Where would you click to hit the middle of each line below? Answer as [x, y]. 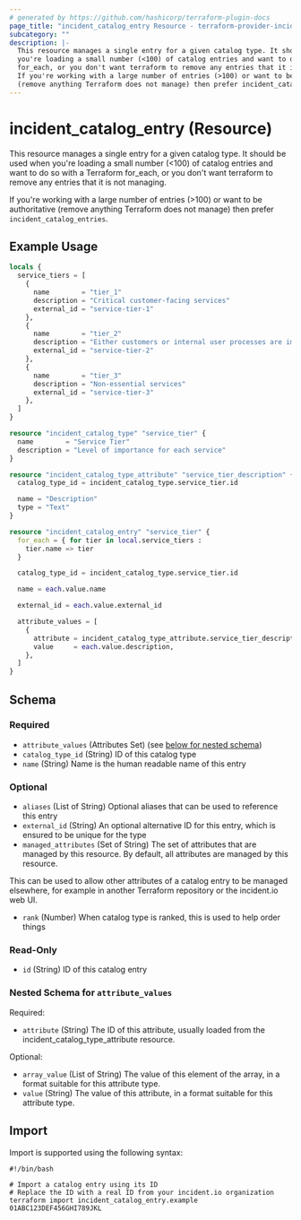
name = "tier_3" [77, 376]
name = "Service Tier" [73, 441]
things [34, 927]
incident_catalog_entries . [59, 218]
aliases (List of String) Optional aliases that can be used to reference [150, 807]
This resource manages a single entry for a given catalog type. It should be [148, 153]
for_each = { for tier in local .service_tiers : [110, 540]
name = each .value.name [61, 589]
